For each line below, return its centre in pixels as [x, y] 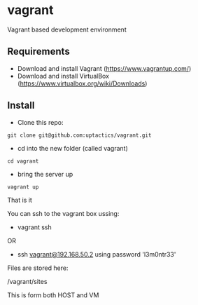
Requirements [38, 52]
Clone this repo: [40, 122]
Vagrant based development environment [67, 29]
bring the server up [45, 174]
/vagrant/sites [27, 281]
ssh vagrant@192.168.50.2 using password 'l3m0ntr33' [97, 254]
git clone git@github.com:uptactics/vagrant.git [79, 135]
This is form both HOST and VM [53, 295]
